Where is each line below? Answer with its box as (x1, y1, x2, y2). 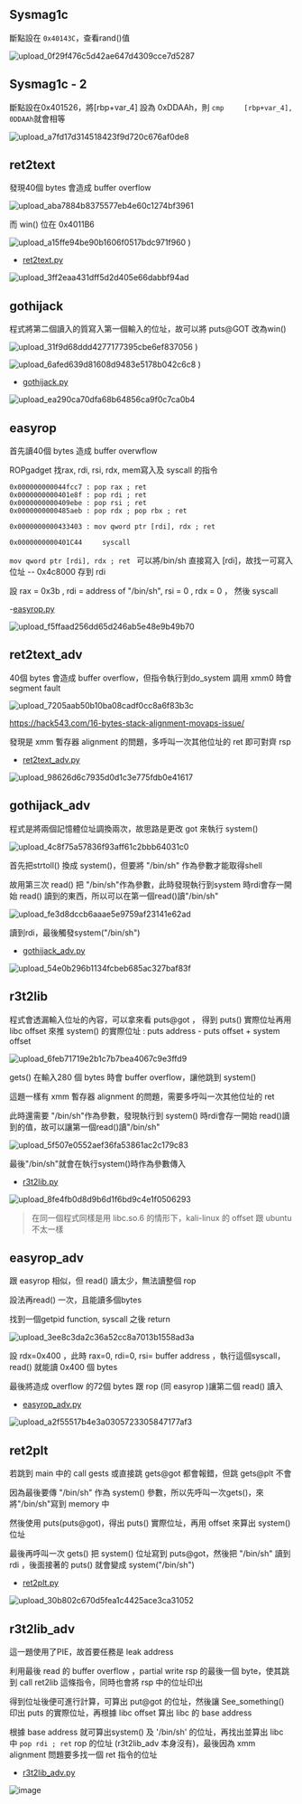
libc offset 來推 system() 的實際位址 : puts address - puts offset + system (9, 1025, 280, 1036)
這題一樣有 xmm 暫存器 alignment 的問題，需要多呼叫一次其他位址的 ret (9, 1091, 275, 1102)
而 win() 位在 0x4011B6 (9, 219, 95, 230)
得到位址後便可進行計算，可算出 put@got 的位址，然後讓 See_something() (9, 1696, 285, 1706)
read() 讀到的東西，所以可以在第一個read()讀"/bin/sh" (19, 890, 219, 901)
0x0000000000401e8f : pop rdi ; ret (9, 491, 147, 500)
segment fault (9, 682, 61, 693)
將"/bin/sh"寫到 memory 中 (9, 1499, 110, 1509)
